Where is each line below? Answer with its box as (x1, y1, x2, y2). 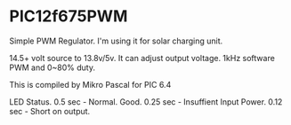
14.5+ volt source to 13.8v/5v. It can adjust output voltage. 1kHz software (9, 52, 276, 63)
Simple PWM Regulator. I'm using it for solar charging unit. (9, 35, 223, 46)
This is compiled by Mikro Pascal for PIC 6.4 (9, 79, 172, 90)
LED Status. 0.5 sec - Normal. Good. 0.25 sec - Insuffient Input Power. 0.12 (9, 96, 283, 107)
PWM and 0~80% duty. (9, 62, 96, 73)
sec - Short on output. (9, 105, 91, 116)
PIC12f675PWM (9, 6, 128, 27)
